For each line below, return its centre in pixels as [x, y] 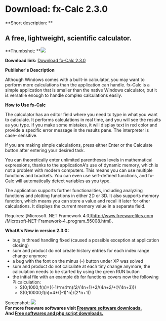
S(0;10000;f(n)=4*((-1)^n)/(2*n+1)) [55, 292]
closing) [21, 245]
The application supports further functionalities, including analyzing [74, 190]
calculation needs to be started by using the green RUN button [76, 271]
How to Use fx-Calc [25, 105]
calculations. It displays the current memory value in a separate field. [75, 206]
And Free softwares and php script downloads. [54, 313]
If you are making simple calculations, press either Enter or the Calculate [79, 145]
